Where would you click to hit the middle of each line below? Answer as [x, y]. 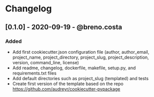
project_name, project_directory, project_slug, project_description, [80, 57]
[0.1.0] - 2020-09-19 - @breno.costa [64, 27]
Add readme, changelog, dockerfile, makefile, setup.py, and [74, 68]
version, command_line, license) [45, 62]
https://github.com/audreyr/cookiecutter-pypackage [66, 89]
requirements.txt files [34, 73]
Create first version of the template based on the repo [68, 84]
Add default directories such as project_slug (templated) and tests [80, 78]
